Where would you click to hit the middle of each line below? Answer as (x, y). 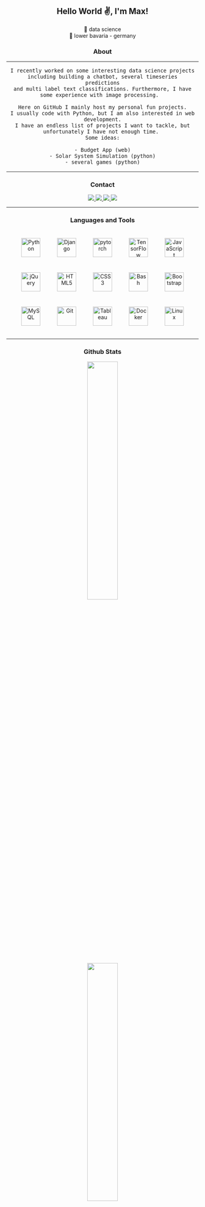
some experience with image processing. (99, 95)
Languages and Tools (103, 220)
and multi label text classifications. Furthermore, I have (103, 89)
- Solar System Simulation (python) (103, 156)
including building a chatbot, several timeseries (103, 77)
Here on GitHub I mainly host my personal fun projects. (103, 107)
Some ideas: (103, 138)
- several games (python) (103, 162)
